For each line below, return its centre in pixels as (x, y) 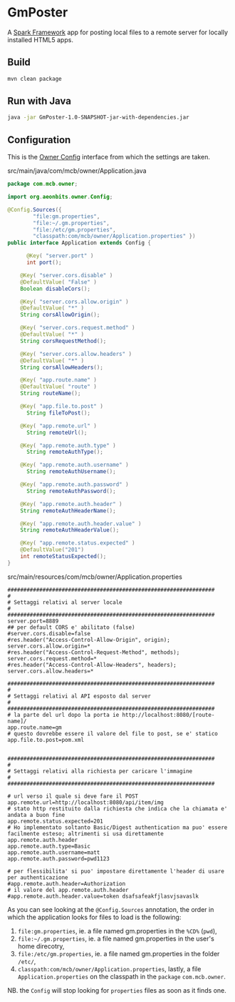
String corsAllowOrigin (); (60, 315)
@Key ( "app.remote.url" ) (59, 426)
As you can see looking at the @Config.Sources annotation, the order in (111, 909)
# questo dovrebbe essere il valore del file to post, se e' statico (113, 733)
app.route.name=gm (35, 727)
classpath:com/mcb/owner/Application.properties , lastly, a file (109, 968)
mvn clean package (35, 79)
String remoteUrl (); (57, 432)
